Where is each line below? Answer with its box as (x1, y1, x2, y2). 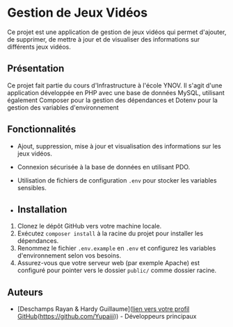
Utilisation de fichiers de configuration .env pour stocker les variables (17, 176, 217, 185)
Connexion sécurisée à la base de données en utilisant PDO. (17, 162, 191, 171)
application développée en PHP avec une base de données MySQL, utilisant (7, 88, 225, 97)
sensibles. (17, 183, 47, 192)
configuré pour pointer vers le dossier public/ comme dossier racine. (17, 266, 217, 275)
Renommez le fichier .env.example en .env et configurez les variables (17, 244, 216, 253)
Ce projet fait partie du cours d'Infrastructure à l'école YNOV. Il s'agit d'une (7, 81, 223, 90)
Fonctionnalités (7, 124, 77, 135)
